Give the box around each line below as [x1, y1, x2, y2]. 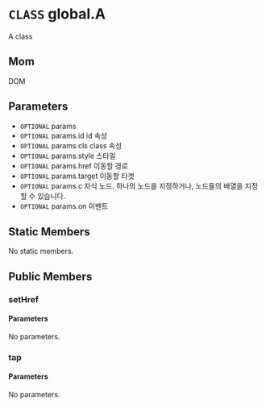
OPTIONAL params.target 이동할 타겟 [19, 171, 135, 181]
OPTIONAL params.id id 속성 [19, 131, 107, 140]
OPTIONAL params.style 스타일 [19, 151, 116, 160]
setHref [8, 293, 39, 305]
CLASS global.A [8, 5, 106, 23]
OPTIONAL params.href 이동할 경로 [19, 160, 129, 170]
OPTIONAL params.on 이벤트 [19, 201, 109, 210]
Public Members [8, 269, 93, 283]
